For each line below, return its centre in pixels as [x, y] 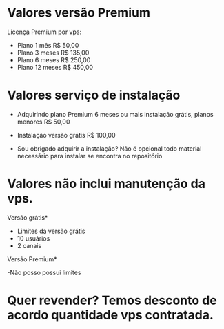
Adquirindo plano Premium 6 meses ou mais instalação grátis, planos [115, 114]
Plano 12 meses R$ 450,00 [55, 67]
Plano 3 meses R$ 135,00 [53, 53]
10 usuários [33, 238]
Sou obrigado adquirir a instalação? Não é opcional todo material [109, 148]
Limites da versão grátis [51, 231]
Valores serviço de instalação [94, 95]
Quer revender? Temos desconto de [112, 300]
